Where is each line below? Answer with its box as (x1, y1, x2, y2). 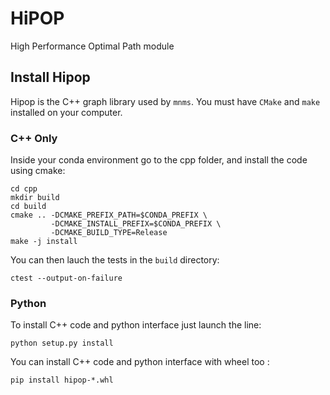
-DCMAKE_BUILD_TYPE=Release (50, 228, 168, 238)
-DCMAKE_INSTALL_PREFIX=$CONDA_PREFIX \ (50, 219, 222, 229)
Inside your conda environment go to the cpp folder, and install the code (10, 154, 308, 166)
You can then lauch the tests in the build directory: (10, 254, 220, 266)
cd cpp (10, 184, 38, 194)
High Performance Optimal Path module (10, 40, 175, 52)
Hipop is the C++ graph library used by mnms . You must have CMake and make (10, 95, 321, 107)
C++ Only (10, 131, 58, 145)
